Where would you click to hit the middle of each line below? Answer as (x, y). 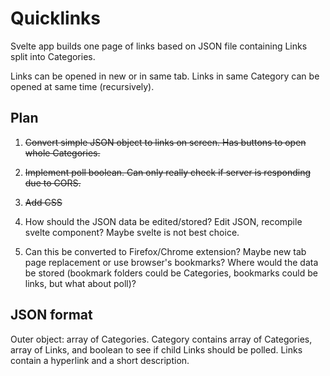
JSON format (51, 315)
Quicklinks (56, 18)
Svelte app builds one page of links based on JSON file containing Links (159, 46)
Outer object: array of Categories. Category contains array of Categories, (161, 339)
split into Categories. (53, 56)
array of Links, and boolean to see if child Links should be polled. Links (156, 349)
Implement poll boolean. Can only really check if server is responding (168, 172)
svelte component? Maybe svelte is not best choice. (132, 232)
